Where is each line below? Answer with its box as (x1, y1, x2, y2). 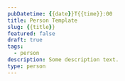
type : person (7, 63, 46, 70)
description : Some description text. (7, 56, 119, 63)
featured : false (7, 30, 55, 37)
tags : (7, 43, 23, 50)
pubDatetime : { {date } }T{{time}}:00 (7, 10, 113, 18)
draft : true (7, 37, 43, 44)
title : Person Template (7, 17, 78, 24)
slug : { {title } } (7, 23, 55, 30)
